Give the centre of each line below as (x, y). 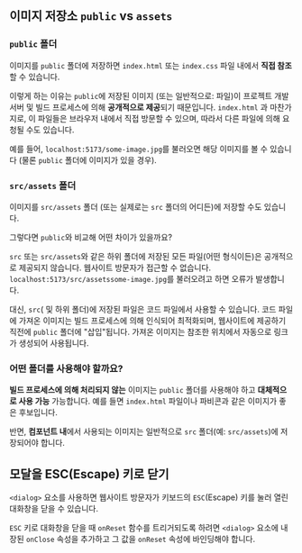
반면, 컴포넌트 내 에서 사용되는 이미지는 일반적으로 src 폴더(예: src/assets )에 (144, 431)
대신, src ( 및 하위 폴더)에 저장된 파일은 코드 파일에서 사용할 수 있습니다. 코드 (143, 309)
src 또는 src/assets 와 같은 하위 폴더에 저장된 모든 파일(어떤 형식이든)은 (136, 256)
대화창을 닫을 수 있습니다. (54, 509)
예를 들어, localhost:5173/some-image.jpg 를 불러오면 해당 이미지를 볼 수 (139, 149)
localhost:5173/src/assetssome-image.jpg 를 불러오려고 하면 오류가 (132, 278)
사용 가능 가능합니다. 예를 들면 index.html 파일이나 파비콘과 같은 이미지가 (148, 401)
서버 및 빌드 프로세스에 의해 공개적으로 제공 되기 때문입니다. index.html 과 (139, 107)
